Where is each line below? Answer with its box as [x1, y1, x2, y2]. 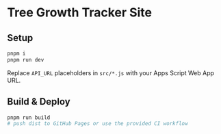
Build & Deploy [7, 96, 70, 107]
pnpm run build [7, 114, 51, 121]
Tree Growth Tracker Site [7, 5, 153, 21]
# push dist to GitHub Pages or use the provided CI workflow [7, 120, 188, 127]
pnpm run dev [7, 56, 44, 63]
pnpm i [7, 50, 26, 57]
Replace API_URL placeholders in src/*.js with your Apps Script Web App [7, 68, 214, 77]
